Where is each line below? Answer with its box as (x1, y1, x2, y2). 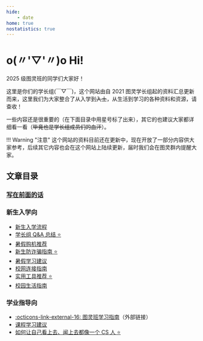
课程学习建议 (14, 321, 47, 328)
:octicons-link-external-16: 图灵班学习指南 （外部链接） (14, 313, 152, 321)
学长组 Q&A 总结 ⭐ (14, 231, 62, 238)
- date (17, 15, 34, 21)
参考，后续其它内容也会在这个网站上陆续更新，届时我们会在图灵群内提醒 (11, 144, 192, 151)
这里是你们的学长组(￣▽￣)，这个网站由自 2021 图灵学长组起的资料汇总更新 (6, 88, 195, 95)
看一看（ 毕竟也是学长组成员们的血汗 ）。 (11, 124, 110, 131)
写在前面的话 (6, 190, 44, 199)
